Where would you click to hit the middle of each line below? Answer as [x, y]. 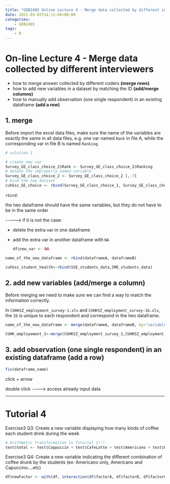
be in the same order [27, 210]
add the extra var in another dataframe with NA [61, 239]
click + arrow [19, 379]
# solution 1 [19, 153]
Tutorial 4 [26, 414]
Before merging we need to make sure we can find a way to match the [78, 295]
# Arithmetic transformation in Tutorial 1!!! [55, 443]
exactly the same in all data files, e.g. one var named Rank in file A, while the [84, 138]
